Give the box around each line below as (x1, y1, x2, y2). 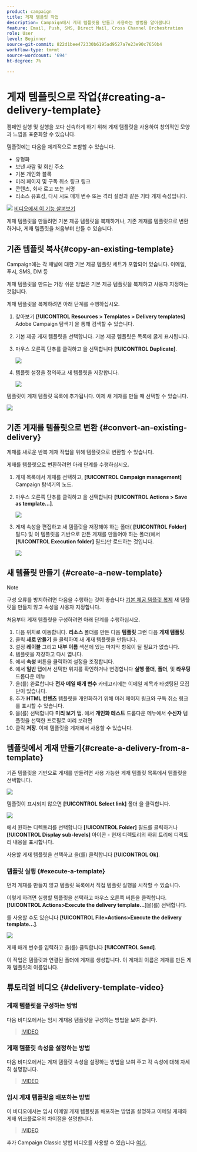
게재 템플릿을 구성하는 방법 (6, 1002, 78, 1010)
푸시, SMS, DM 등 (6, 268, 48, 275)
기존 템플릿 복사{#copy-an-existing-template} (6, 244, 174, 254)
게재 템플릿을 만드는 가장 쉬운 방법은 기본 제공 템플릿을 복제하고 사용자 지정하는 (6, 280, 189, 288)
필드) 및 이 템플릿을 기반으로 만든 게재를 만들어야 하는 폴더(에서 (15, 531, 161, 538)
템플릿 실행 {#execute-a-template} (6, 867, 105, 875)
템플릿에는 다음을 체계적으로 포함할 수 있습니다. (6, 143, 115, 150)
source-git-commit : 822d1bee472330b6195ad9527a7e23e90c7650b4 (6, 42, 162, 48)
